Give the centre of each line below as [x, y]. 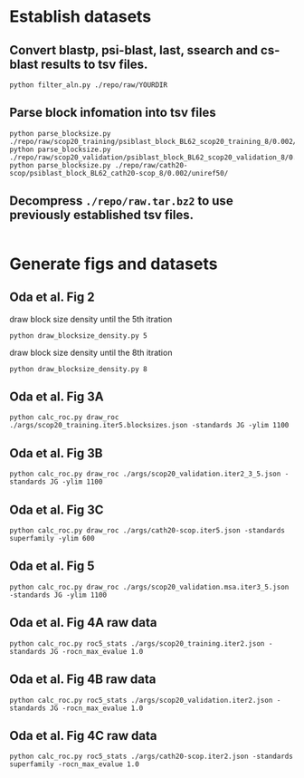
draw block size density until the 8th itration [91, 352]
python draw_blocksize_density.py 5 [78, 336]
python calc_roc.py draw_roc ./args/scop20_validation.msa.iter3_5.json [149, 587]
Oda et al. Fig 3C [57, 509]
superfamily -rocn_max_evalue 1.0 [75, 764]
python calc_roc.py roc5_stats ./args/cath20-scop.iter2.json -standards [152, 757]
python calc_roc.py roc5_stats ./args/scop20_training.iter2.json [137, 644]
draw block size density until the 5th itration [91, 319]
